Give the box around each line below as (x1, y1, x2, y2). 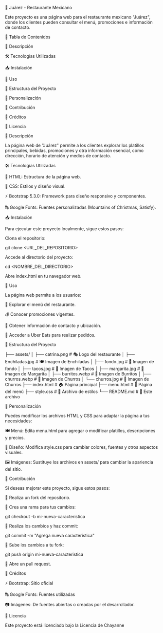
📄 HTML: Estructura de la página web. (5, 174, 81, 179)
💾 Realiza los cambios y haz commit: (5, 523, 78, 529)
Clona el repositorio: (5, 235, 46, 241)
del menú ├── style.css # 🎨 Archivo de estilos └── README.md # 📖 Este (5, 389, 152, 394)
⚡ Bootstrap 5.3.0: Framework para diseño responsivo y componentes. (5, 193, 146, 199)
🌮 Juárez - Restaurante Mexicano (5, 5, 72, 10)
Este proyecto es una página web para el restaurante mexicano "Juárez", (5, 14, 151, 20)
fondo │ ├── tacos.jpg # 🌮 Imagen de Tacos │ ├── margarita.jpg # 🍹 (5, 366, 145, 371)
